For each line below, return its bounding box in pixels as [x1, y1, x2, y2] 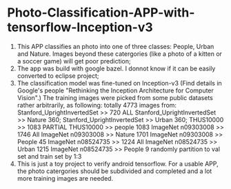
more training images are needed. [17, 174, 114, 182]
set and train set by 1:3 [17, 152, 82, 160]
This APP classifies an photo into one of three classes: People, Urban [17, 42, 214, 50]
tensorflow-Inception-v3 [7, 19, 153, 35]
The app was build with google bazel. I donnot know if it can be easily [17, 64, 216, 72]
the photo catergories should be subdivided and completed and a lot [17, 167, 212, 175]
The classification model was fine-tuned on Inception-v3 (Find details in [17, 79, 222, 87]
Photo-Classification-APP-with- [7, 5, 195, 21]
